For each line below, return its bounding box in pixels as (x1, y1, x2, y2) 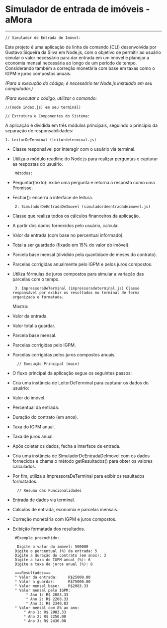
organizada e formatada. (12, 295, 64, 300)
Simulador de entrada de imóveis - (5, 3, 150, 15)
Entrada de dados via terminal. (12, 497, 76, 503)
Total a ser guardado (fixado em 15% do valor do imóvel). (12, 242, 130, 248)
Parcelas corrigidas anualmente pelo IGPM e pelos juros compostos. (12, 261, 153, 267)
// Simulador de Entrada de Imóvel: (5, 35, 81, 40)
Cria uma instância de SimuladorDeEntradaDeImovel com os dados (12, 453, 150, 459)
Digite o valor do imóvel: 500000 (17, 544, 88, 549)
